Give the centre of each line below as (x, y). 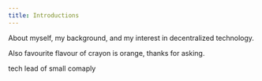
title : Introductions (44, 15)
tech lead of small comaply (52, 68)
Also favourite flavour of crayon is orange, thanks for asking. (107, 53)
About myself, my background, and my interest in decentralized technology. (131, 38)
